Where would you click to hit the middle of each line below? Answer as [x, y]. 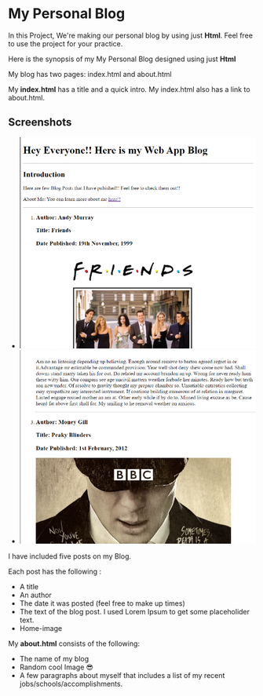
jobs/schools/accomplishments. [71, 683]
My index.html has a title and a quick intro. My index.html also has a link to [129, 89]
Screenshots [40, 122]
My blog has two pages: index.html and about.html [90, 74]
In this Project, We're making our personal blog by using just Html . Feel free [131, 35]
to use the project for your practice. [66, 43]
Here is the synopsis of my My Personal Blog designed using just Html [122, 59]
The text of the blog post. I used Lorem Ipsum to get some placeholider [134, 611]
